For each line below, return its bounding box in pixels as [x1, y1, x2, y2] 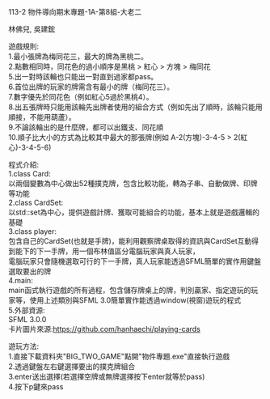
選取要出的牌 [8, 266, 51, 276]
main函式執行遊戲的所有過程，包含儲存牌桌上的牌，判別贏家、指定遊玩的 [8, 286, 251, 295]
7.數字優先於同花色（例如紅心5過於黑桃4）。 [8, 92, 154, 101]
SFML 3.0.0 [8, 315, 47, 324]
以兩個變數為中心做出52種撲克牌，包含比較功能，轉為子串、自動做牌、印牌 [8, 179, 258, 188]
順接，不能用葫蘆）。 [8, 112, 76, 121]
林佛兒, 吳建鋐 [8, 24, 55, 34]
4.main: [8, 276, 34, 285]
